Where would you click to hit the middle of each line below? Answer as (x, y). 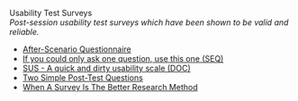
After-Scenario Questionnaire (77, 49)
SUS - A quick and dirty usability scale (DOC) (106, 68)
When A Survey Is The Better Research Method (110, 87)
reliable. (24, 32)
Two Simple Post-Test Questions (83, 78)
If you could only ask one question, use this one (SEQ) (123, 59)
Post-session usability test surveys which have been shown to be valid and (149, 22)
